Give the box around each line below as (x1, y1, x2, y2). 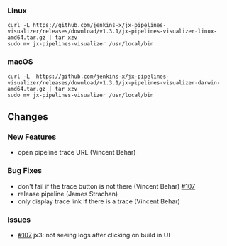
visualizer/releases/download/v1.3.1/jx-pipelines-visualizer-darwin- (7, 79, 221, 86)
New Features (7, 132, 57, 142)
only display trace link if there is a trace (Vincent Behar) (17, 197, 181, 206)
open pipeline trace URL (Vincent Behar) (17, 148, 136, 157)
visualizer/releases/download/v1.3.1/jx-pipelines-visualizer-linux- (7, 28, 218, 35)
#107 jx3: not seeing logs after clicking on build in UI (17, 230, 170, 239)
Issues (7, 215, 31, 225)
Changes (7, 111, 48, 123)
